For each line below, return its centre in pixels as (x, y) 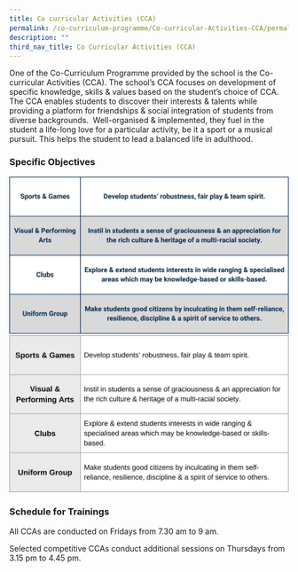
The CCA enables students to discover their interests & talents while (133, 101)
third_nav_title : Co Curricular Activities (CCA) (103, 47)
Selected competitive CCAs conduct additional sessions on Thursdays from (147, 548)
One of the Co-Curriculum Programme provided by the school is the (133, 73)
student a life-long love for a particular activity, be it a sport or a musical (141, 129)
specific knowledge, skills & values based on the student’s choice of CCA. (144, 92)
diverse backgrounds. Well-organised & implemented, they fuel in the (137, 121)
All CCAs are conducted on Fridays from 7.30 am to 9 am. (114, 531)
